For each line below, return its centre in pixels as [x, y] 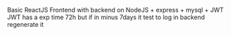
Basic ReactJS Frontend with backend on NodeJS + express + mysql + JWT [115, 10]
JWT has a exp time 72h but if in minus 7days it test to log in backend [106, 17]
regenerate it [26, 24]
